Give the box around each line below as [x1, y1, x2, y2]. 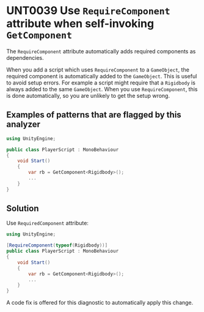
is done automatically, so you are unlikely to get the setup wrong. [6, 92, 170, 99]
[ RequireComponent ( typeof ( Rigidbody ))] [6, 242, 108, 248]
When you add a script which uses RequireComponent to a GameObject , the [6, 65, 189, 73]
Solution [6, 203, 39, 214]
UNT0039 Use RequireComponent [6, 4, 170, 18]
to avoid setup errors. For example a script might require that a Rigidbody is [6, 79, 195, 86]
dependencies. [6, 54, 44, 61]
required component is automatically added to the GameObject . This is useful [6, 72, 197, 80]
